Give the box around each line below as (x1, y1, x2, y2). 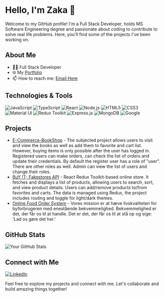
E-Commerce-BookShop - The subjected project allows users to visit (12, 137, 153, 143)
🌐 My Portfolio (12, 69, 42, 75)
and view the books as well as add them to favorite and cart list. (12, 143, 142, 148)
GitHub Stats (5, 230, 45, 239)
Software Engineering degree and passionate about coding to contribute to (5, 26, 158, 32)
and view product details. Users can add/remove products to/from (12, 185, 147, 191)
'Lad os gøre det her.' (12, 216, 56, 222)
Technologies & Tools (5, 92, 73, 100)
